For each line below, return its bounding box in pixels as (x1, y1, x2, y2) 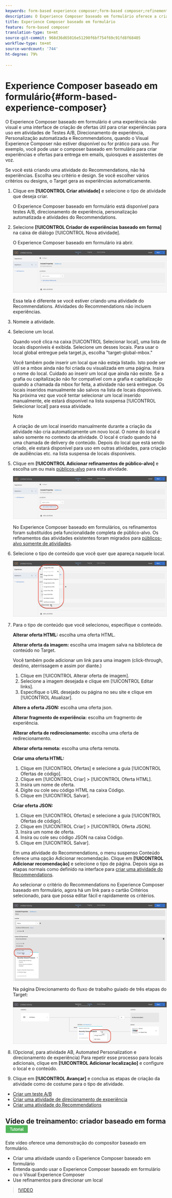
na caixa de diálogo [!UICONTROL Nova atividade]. (12, 229, 120, 236)
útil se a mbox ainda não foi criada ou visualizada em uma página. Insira (12, 365, 165, 371)
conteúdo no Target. (12, 647, 56, 653)
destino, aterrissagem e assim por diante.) (12, 663, 102, 669)
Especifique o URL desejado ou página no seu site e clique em (20, 689, 153, 695)
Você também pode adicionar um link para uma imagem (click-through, (12, 657, 163, 664)
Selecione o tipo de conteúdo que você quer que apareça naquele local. (12, 550, 165, 557)
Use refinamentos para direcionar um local (12, 1177, 103, 1183)
